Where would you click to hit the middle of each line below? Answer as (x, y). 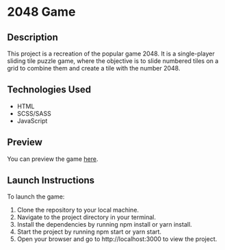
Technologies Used (49, 90)
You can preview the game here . (53, 159)
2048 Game (41, 12)
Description (32, 37)
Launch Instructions (51, 180)
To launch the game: (36, 197)
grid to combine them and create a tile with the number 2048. (94, 68)
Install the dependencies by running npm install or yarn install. (105, 225)
